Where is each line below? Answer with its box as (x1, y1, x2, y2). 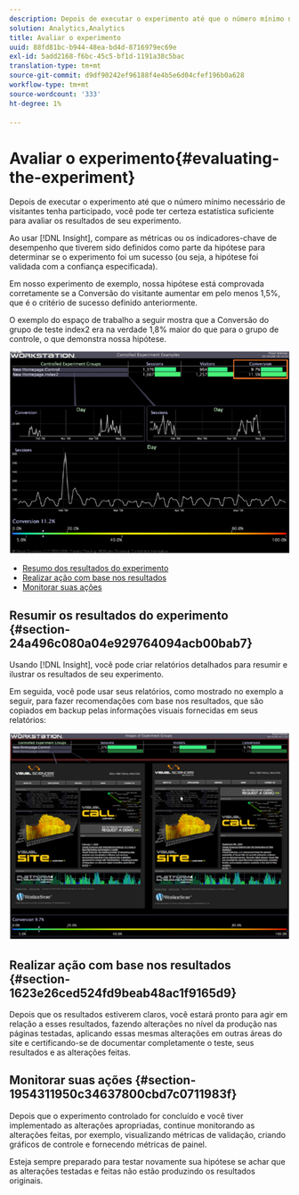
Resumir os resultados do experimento (9, 608, 229, 623)
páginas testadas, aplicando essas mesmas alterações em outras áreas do (9, 1027, 283, 1039)
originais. (9, 1174, 44, 1186)
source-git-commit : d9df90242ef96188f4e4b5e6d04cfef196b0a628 (9, 71, 245, 80)
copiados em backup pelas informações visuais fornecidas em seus (9, 705, 258, 716)
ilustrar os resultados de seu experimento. (9, 669, 165, 680)
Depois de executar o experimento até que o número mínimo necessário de (9, 196, 286, 207)
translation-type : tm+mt (9, 62, 101, 71)
